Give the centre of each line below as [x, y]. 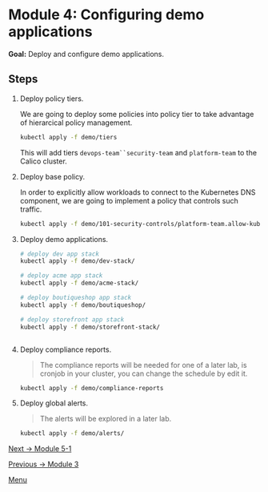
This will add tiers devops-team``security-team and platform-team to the [138, 152]
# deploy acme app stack [61, 276]
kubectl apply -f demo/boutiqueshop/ [83, 305]
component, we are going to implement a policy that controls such [129, 200]
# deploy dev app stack [60, 254]
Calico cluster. [44, 161]
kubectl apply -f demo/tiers [68, 137]
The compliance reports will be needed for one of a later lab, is [143, 365]
